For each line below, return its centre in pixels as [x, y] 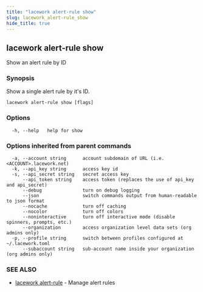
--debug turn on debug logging [81, 190]
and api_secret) [27, 185]
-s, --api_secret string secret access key [71, 175]
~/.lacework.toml [28, 244]
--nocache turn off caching [74, 207]
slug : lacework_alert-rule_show [47, 18]
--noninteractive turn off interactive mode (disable [98, 217]
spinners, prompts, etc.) [39, 223]
